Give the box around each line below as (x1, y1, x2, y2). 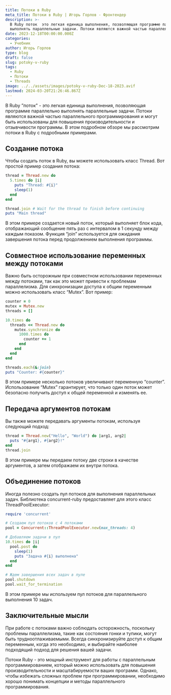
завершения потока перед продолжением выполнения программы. (5, 236, 153, 243)
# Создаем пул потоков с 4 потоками (5, 521, 83, 526)
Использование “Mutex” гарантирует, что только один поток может (5, 384, 153, 390)
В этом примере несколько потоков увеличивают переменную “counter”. (5, 379, 165, 385)
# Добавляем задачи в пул (5, 535, 60, 540)
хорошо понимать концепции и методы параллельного (5, 678, 126, 684)
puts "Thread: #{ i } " (14, 182, 58, 188)
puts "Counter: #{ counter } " (5, 369, 65, 375)
